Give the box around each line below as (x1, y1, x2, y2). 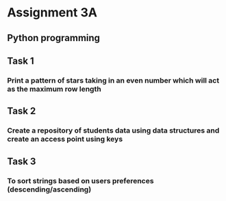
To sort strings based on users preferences (7, 176, 154, 185)
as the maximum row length (7, 84, 101, 94)
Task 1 (7, 55, 34, 66)
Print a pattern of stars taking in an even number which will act (7, 75, 220, 85)
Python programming (7, 32, 101, 44)
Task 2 (7, 105, 36, 117)
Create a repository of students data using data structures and (7, 126, 220, 135)
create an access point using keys (7, 135, 123, 144)
